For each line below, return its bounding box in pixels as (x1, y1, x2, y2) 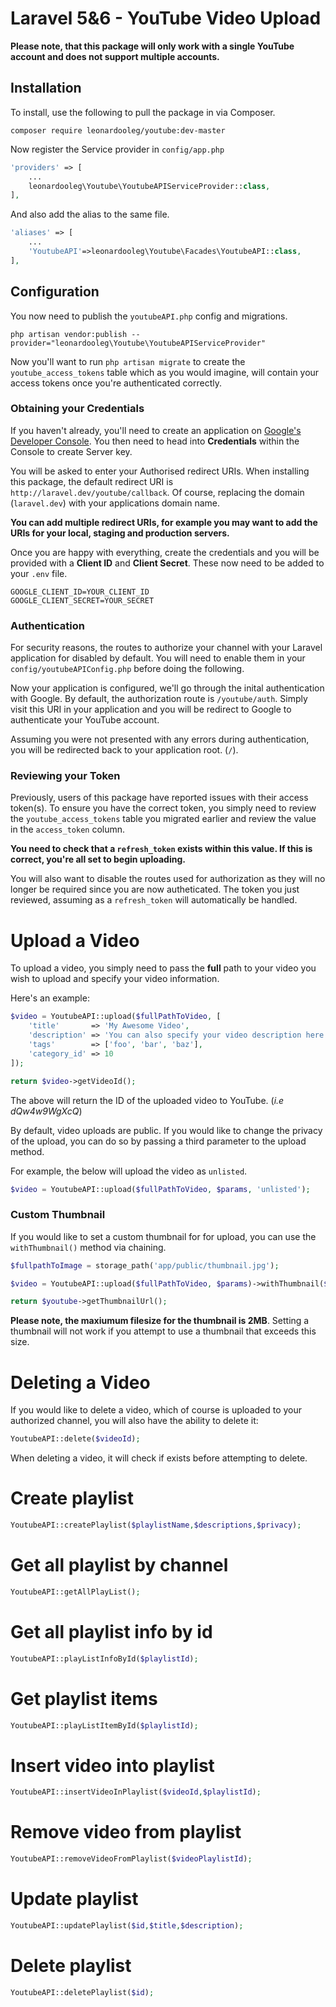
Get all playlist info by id (10, 1620, 213, 1643)
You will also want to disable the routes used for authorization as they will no (10, 873, 326, 885)
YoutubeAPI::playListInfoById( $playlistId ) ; (10, 1653, 199, 1664)
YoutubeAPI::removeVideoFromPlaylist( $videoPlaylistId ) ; (10, 1854, 253, 1864)
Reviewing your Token (10, 769, 121, 783)
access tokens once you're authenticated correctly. (10, 377, 222, 389)
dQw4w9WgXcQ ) (10, 1105, 83, 1117)
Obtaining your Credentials (10, 402, 145, 416)
